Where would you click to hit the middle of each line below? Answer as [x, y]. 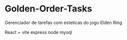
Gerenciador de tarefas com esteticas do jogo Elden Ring [63, 22]
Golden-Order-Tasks [48, 9]
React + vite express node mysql [38, 32]
